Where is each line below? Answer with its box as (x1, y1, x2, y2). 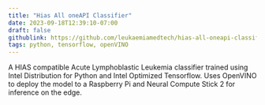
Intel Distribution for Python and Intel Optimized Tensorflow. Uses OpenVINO (8, 71, 257, 81)
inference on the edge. (8, 88, 83, 97)
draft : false (8, 26, 51, 34)
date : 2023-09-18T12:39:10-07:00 (8, 19, 118, 27)
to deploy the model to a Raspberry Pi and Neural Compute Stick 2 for (8, 80, 236, 89)
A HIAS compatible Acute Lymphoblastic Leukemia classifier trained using (8, 62, 248, 72)
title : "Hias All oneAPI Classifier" (8, 11, 132, 20)
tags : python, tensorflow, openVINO (8, 41, 129, 49)
